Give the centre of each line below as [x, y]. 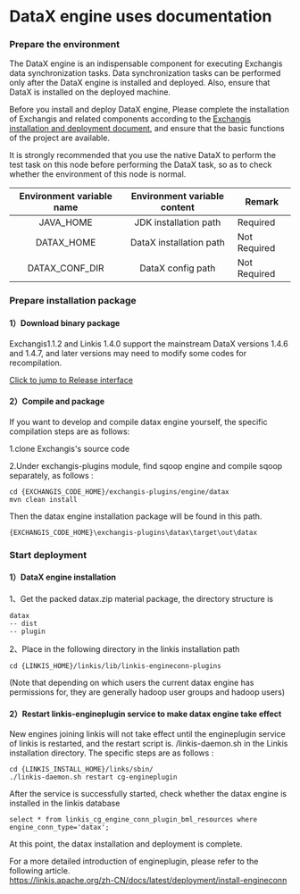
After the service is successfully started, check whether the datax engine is [148, 794]
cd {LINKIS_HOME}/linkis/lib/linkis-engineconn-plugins [115, 666]
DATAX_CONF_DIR [66, 268]
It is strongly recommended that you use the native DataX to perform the [143, 155]
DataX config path [178, 268]
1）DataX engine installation [62, 577]
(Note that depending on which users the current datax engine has [132, 682]
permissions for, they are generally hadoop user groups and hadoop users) [147, 692]
